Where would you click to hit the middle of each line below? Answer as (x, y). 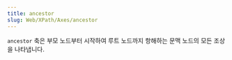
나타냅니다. (30, 49)
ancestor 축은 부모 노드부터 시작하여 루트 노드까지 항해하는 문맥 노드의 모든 (110, 40)
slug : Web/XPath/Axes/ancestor (53, 20)
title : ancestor (31, 13)
